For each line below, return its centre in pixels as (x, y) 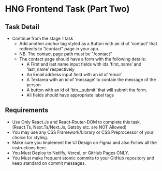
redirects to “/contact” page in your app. (59, 49)
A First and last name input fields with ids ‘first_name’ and (84, 64)
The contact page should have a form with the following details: (83, 59)
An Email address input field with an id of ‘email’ (74, 74)
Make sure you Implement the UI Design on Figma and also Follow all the (84, 142)
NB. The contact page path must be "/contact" (66, 54)
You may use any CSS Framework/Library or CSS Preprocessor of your (83, 132)
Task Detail (22, 27)
